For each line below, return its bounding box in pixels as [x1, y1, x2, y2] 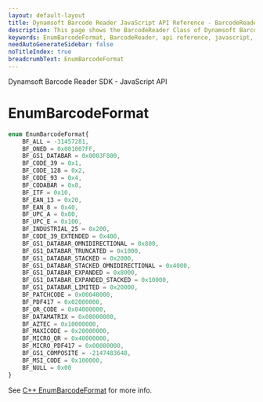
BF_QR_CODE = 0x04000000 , [22, 305, 107, 313]
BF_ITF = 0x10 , [22, 188, 72, 196]
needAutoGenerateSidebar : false [8, 41, 113, 49]
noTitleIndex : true [8, 48, 72, 56]
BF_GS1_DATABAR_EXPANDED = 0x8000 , [22, 269, 139, 277]
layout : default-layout [8, 11, 86, 20]
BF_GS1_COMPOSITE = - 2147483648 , [22, 349, 131, 357]
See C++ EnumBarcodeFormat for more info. [8, 386, 153, 395]
